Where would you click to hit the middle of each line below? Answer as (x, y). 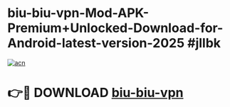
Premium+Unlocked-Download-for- (115, 28)
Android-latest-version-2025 (96, 43)
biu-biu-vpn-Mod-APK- (78, 13)
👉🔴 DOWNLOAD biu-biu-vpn (95, 93)
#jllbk (204, 43)
